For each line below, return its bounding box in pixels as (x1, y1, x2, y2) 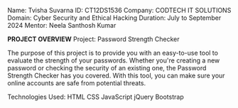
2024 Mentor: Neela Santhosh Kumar (7, 21, 117, 29)
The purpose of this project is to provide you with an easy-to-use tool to (7, 49, 219, 57)
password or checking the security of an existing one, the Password (7, 64, 207, 72)
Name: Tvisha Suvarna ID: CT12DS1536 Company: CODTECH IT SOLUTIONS (7, 6, 232, 14)
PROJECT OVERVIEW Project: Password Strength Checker (7, 35, 180, 43)
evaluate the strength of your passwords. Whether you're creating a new (7, 56, 220, 65)
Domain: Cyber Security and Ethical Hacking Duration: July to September (7, 13, 222, 22)
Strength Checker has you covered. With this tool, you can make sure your (7, 71, 225, 80)
